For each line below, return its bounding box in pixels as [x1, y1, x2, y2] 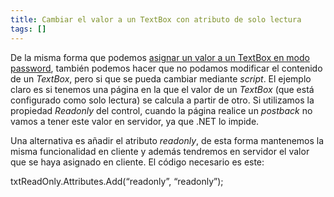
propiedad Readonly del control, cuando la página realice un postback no [10, 104, 313, 116]
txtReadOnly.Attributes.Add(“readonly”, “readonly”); [10, 175, 224, 187]
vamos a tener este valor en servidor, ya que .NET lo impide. [10, 115, 260, 127]
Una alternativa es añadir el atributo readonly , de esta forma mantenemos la [10, 134, 325, 146]
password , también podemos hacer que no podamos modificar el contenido [10, 62, 323, 74]
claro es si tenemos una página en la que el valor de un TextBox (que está [10, 83, 315, 95]
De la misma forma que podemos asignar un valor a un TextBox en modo [10, 51, 310, 63]
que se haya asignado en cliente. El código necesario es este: [10, 156, 265, 168]
